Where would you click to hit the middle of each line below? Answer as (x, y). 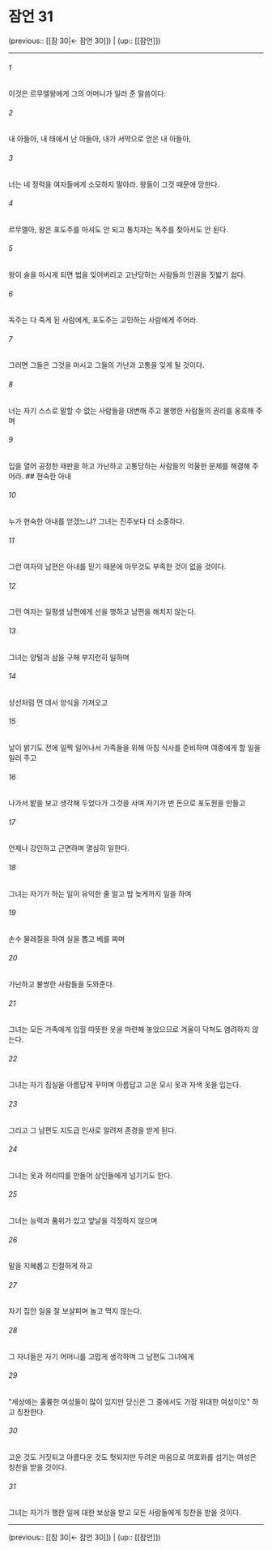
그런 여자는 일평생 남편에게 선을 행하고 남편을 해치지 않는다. (102, 612)
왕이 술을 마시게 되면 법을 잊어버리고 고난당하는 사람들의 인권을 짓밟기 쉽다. (127, 274)
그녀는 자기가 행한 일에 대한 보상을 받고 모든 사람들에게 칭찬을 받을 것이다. (125, 1513)
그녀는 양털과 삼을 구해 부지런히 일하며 (69, 657)
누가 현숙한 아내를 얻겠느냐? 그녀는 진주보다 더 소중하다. (96, 521)
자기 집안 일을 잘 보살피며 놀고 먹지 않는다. (75, 1311)
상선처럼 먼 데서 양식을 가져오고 (58, 702)
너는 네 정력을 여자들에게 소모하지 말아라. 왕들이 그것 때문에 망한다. (114, 184)
